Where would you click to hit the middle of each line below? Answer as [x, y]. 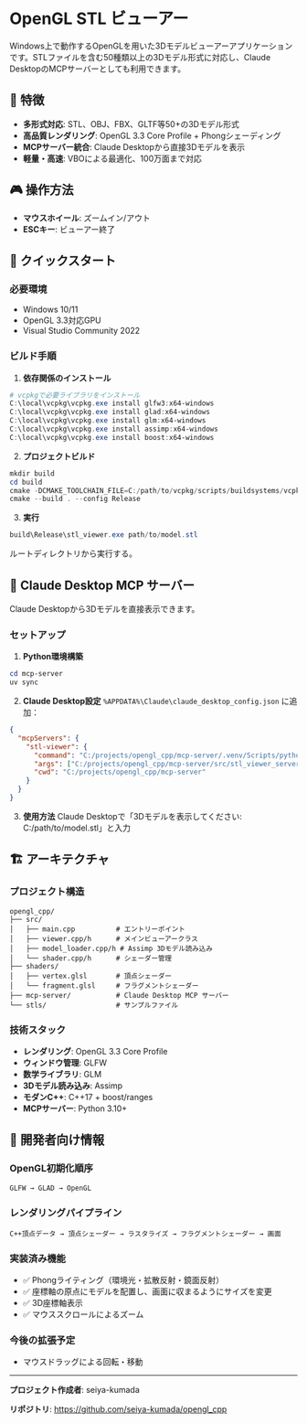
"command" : [54, 755]
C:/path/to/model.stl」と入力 [76, 828]
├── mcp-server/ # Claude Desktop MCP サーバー [119, 995]
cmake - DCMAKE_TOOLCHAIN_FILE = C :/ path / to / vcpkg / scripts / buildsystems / [147, 490]
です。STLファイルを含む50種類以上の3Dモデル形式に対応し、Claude [140, 57]
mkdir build [32, 473]
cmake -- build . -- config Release [75, 499]
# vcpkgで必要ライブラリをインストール [75, 395]
